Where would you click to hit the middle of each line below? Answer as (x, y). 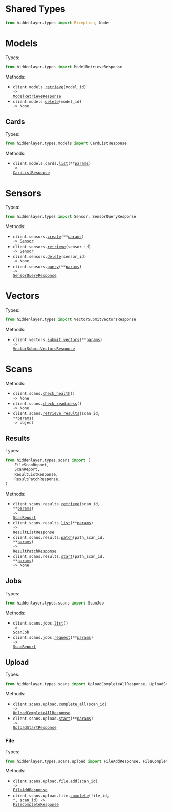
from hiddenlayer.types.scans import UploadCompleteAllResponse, (76, 684)
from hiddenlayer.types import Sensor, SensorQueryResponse (71, 217)
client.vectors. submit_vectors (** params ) (58, 339)
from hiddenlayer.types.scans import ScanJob (55, 603)
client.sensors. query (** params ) (47, 267)
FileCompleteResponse (36, 805)
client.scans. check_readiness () (47, 404)
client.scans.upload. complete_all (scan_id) (60, 704)
